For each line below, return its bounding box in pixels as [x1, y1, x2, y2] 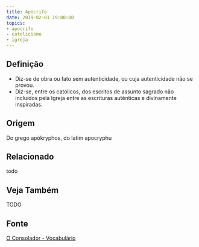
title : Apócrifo [6, 8, 47, 15]
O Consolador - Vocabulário [6, 234, 76, 242]
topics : [6, 20, 26, 26]
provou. [14, 81, 34, 89]
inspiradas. [14, 101, 43, 108]
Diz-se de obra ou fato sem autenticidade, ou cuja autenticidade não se [14, 75, 193, 82]
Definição [6, 59, 44, 69]
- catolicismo [6, 31, 42, 37]
